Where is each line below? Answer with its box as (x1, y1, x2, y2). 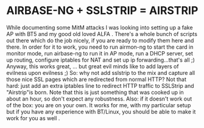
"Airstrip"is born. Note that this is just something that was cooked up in (6, 88, 184, 96)
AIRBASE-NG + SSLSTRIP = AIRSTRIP (6, 4, 199, 18)
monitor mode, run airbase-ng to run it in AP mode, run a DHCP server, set (6, 49, 193, 57)
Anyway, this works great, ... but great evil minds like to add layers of (6, 62, 179, 70)
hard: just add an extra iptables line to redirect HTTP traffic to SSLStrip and (6, 82, 194, 89)
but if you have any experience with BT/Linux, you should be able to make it (6, 108, 196, 115)
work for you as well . (6, 114, 60, 122)
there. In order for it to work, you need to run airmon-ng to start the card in (6, 43, 194, 51)
